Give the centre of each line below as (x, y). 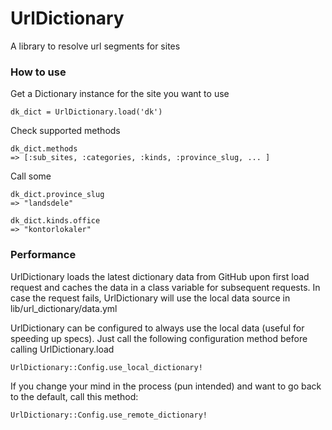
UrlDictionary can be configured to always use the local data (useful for (157, 328)
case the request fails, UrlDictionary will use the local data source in (150, 298)
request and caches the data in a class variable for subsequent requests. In (165, 287)
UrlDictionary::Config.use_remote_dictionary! (109, 415)
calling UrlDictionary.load (62, 349)
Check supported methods (65, 131)
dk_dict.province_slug (57, 195)
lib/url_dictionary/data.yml (64, 308)
